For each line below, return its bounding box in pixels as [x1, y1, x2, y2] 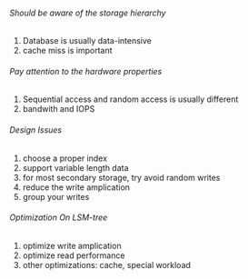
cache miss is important [22, 45, 113, 56]
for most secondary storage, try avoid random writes [22, 172, 221, 183]
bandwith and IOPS [22, 104, 95, 115]
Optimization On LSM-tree [9, 212, 108, 223]
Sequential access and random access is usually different [22, 94, 239, 105]
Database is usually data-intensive [22, 35, 152, 46]
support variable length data [22, 162, 129, 173]
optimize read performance [22, 250, 125, 261]
